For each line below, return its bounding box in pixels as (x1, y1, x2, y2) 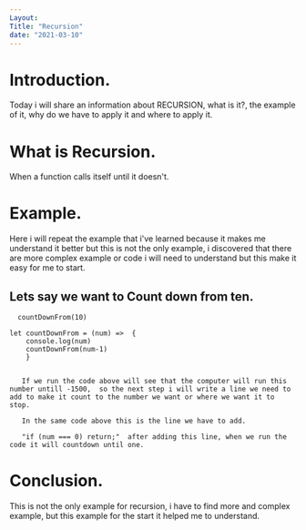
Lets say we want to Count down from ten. (9, 289, 254, 304)
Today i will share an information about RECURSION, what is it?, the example (9, 99, 296, 110)
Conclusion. (9, 471, 104, 492)
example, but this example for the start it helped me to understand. (9, 510, 260, 521)
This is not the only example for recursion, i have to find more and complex (9, 500, 291, 511)
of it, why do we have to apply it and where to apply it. (9, 109, 213, 120)
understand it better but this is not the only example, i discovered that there (9, 243, 292, 254)
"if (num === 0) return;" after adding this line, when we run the (21, 433, 287, 442)
